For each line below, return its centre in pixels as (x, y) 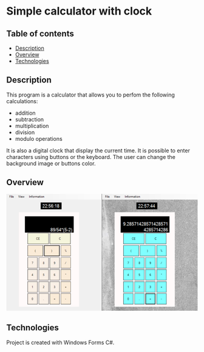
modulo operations (39, 138)
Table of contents (40, 34)
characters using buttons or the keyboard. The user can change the (91, 157)
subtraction (29, 119)
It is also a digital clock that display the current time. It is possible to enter (98, 151)
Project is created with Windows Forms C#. (60, 342)
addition (25, 113)
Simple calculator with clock (79, 11)
